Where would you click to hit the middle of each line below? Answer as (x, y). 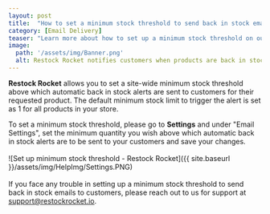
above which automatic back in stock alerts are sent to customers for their (131, 91)
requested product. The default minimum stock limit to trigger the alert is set (135, 100)
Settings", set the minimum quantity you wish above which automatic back (131, 132)
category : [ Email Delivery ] (55, 30)
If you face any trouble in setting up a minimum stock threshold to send (126, 184)
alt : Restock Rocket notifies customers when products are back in (131, 61)
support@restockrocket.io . (53, 200)
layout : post (30, 16)
